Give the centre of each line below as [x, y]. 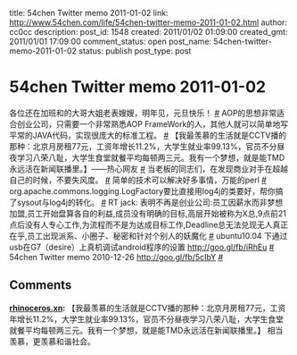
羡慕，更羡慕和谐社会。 [52, 341]
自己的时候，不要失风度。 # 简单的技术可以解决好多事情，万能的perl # [138, 180]
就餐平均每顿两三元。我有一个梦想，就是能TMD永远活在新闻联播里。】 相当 [146, 330]
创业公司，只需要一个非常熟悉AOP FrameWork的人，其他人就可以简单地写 [153, 123]
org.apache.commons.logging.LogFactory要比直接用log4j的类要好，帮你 [142, 190]
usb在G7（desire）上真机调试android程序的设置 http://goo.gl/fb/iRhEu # [142, 247]
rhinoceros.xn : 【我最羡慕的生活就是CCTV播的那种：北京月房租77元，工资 [148, 308]
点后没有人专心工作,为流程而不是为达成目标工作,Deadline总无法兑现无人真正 [149, 224]
